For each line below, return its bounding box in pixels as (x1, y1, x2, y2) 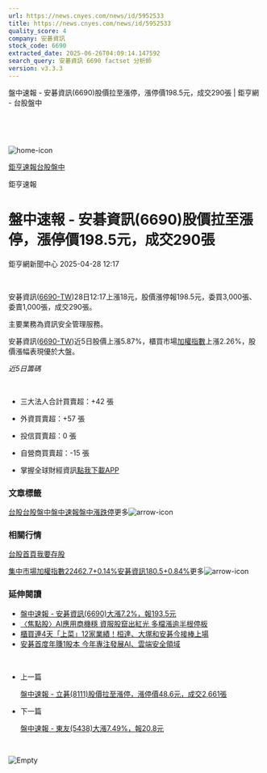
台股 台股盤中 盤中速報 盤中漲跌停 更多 (8, 507, 129, 517)
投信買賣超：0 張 (19, 430, 77, 441)
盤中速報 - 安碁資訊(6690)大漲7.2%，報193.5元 (19, 608, 177, 619)
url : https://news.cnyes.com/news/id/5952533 (8, 11, 164, 20)
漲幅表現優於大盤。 (15, 346, 79, 356)
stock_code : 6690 (8, 42, 67, 50)
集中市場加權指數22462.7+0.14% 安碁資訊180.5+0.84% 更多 (8, 567, 204, 577)
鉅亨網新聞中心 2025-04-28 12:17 (8, 259, 119, 268)
